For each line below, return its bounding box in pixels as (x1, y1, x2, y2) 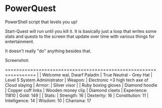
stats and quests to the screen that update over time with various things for (5, 33, 155, 39)
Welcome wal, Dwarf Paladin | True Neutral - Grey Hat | (42, 72, 152, 77)
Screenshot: (5, 57, 29, 63)
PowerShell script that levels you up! (5, 19, 78, 25)
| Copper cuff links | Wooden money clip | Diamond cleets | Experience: (5, 87, 147, 93)
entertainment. (5, 38, 35, 44)
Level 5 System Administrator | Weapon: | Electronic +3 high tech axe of (5, 77, 148, 83)
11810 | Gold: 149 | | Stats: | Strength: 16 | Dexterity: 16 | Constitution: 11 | (5, 93, 149, 98)
